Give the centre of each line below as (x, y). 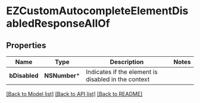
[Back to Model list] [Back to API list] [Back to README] (74, 94)
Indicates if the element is (122, 72)
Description (127, 62)
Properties (26, 45)
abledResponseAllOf (58, 23)
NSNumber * (62, 75)
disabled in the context (118, 79)
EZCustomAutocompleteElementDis (97, 11)
